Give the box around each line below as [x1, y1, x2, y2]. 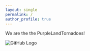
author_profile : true [5, 16, 51, 21]
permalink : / [5, 12, 33, 17]
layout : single [5, 7, 38, 12]
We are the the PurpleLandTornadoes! [5, 30, 85, 36]
